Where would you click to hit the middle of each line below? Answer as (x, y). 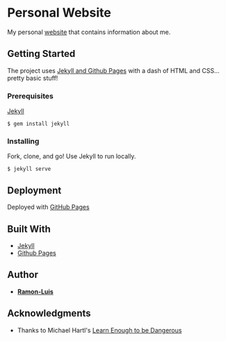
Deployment (34, 190)
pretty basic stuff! (33, 78)
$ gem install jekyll (39, 124)
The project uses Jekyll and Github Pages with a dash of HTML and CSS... (114, 70)
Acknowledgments (49, 314)
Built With (29, 229)
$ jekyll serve (29, 169)
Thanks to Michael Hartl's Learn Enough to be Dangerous (99, 330)
